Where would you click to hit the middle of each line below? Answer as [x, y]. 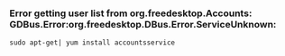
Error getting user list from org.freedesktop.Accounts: [131, 13]
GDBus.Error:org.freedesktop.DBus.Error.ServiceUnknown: [143, 24]
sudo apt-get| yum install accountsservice [92, 43]
